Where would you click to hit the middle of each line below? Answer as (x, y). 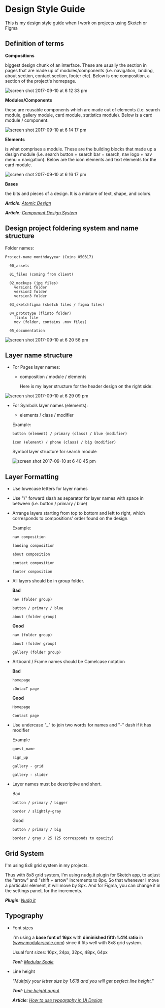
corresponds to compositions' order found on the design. (70, 519)
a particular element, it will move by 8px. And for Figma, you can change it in (83, 885)
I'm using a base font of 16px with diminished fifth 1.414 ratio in (78, 937)
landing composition (33, 546)
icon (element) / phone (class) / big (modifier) (64, 442)
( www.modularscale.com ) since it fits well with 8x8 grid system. (77, 942)
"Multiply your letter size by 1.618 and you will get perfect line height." (83, 981)
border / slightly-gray (37, 812)
